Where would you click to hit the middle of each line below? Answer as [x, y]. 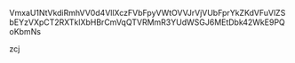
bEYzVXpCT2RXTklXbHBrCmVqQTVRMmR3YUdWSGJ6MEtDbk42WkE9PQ [147, 22]
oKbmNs [25, 31]
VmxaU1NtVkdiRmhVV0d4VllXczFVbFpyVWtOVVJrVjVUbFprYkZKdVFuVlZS [147, 13]
